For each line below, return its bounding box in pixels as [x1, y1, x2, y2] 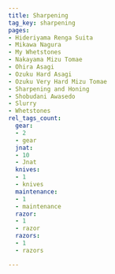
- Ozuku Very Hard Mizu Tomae [8, 77, 108, 85]
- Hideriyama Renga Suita [8, 33, 93, 42]
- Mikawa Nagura [8, 41, 61, 49]
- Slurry [8, 99, 37, 107]
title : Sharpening [8, 11, 69, 20]
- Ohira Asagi [8, 63, 55, 71]
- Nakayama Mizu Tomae [8, 56, 83, 64]
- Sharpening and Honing [8, 84, 90, 93]
